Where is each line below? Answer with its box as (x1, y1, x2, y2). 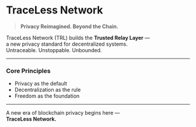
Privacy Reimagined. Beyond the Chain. (20, 23, 118, 30)
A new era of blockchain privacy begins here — (6, 109, 120, 116)
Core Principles (6, 67, 51, 75)
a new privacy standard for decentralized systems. (6, 40, 128, 47)
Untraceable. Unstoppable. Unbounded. (6, 46, 102, 53)
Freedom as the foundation (14, 92, 80, 99)
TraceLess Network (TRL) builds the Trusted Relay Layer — (6, 34, 150, 41)
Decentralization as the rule (14, 86, 81, 94)
